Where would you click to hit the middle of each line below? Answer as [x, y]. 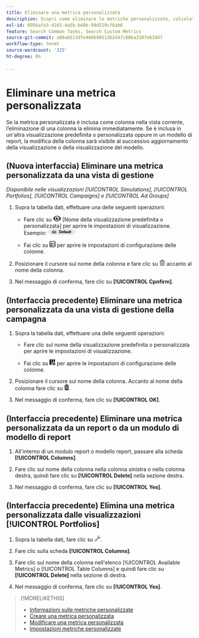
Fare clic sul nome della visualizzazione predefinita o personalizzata [107, 345]
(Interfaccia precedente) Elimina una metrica [90, 506]
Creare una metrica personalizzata [72, 616]
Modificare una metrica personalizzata [76, 622]
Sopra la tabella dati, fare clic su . [58, 539]
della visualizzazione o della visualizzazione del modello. [76, 147]
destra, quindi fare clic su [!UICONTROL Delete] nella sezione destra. [99, 475]
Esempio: [35, 233]
